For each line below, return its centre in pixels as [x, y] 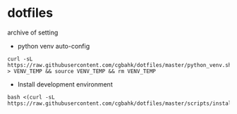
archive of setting [33, 32]
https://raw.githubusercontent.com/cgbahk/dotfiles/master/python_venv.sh [120, 65]
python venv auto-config [54, 46]
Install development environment [65, 84]
